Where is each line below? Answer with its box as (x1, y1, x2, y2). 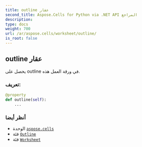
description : (5, 17, 33, 22)
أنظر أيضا (5, 114, 26, 121)
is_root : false (5, 36, 38, 41)
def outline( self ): (5, 97, 47, 102)
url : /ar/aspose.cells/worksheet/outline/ (5, 31, 97, 36)
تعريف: (5, 81, 21, 88)
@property (5, 92, 26, 97)
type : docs (5, 21, 29, 27)
